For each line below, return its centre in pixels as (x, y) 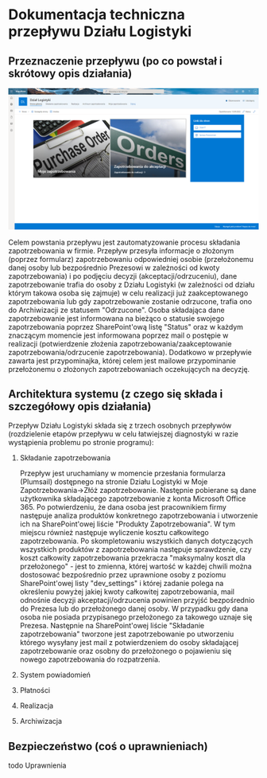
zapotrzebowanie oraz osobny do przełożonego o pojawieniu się (126, 651)
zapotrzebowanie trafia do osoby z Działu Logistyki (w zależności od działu (132, 284)
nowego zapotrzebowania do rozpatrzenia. (90, 659)
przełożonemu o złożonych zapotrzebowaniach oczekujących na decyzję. (129, 369)
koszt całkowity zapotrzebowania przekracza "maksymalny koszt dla (133, 558)
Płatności (35, 690)
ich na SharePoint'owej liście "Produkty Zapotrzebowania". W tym (128, 524)
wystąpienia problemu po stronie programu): (81, 443)
